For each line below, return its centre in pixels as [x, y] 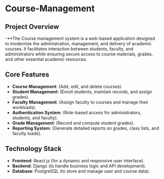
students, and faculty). [35, 118]
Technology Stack [33, 149]
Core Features [27, 75]
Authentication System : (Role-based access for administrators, [77, 112]
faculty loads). [27, 133]
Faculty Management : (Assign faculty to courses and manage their [80, 102]
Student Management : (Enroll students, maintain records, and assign [82, 92]
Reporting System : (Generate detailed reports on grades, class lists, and [85, 128]
